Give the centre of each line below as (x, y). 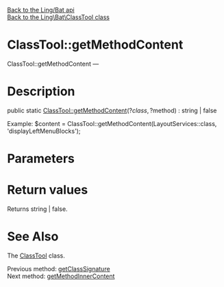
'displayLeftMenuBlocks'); (44, 131)
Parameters (41, 159)
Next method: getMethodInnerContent (61, 276)
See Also (33, 237)
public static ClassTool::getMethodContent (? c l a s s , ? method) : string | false (112, 110)
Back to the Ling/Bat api (41, 10)
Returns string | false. (37, 209)
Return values (48, 190)
